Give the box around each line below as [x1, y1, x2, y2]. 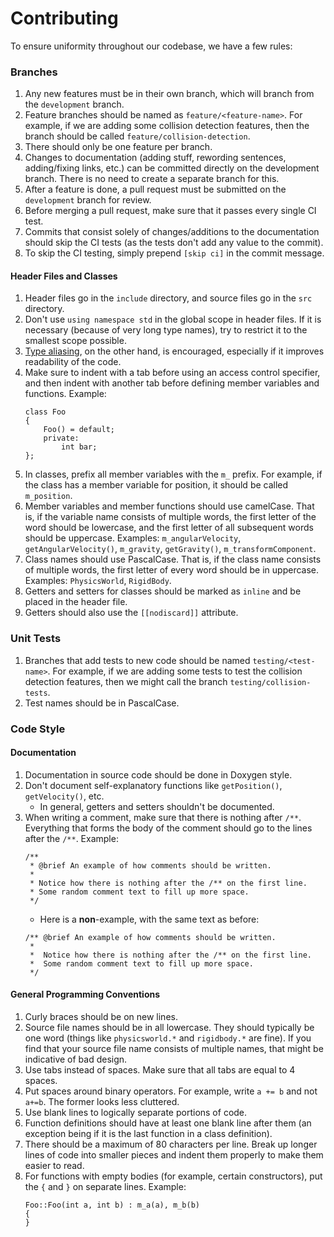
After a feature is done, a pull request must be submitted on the [24, 183, 287, 196]
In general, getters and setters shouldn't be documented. [39, 800, 275, 812]
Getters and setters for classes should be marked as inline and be [24, 585, 302, 597]
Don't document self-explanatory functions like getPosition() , [24, 779, 283, 791]
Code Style [10, 722, 66, 736]
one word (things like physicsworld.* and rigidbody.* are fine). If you [24, 1032, 312, 1044]
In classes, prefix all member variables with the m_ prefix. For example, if [24, 468, 323, 481]
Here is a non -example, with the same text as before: [39, 913, 260, 925]
